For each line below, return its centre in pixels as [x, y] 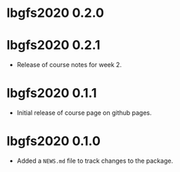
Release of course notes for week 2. [69, 65]
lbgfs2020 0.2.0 [56, 13]
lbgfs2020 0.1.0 [54, 141]
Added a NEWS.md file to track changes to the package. [95, 161]
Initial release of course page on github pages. [84, 113]
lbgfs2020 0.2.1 [53, 45]
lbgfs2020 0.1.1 [52, 93]
